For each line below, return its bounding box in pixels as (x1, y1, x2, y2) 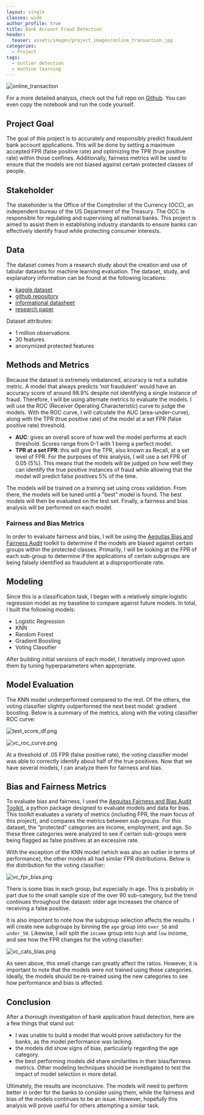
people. (6, 167, 26, 175)
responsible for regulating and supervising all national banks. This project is (6, 215, 196, 221)
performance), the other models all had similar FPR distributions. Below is (6, 855, 191, 863)
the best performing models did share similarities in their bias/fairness (15, 1058, 191, 1065)
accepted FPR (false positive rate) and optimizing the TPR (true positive (6, 148, 186, 155)
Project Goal (6, 119, 54, 129)
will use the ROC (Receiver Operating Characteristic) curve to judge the (6, 402, 186, 410)
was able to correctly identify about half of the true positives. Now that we (6, 757, 193, 765)
